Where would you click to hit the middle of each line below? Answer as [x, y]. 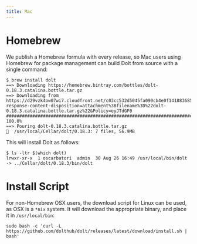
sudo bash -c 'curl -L [34, 226]
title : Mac [19, 11]
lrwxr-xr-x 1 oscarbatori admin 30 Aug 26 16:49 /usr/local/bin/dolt [97, 158]
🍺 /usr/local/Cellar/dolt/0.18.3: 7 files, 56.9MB [70, 131]
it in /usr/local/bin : [30, 215]
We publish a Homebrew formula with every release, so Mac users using [94, 57]
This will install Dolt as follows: [43, 142]
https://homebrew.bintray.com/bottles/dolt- [103, 85]
